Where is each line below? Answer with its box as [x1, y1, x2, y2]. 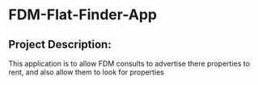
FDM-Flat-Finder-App [8, 6, 158, 24]
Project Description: [8, 38, 112, 51]
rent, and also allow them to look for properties [8, 67, 164, 77]
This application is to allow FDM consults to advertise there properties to [8, 59, 251, 68]
